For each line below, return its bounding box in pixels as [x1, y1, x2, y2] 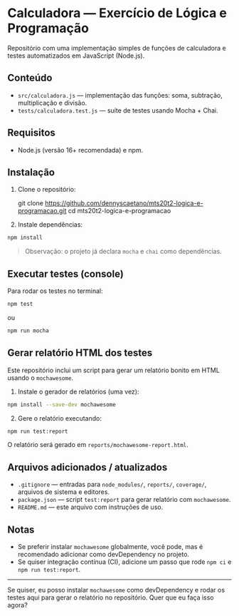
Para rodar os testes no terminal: [7, 287, 103, 295]
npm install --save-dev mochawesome [7, 401, 116, 408]
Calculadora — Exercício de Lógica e [7, 5, 228, 21]
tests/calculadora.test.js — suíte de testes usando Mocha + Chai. [17, 106, 218, 115]
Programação [7, 20, 89, 36]
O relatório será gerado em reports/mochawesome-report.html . [7, 441, 188, 449]
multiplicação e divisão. [17, 98, 87, 107]
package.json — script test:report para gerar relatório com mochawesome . [17, 496, 231, 504]
